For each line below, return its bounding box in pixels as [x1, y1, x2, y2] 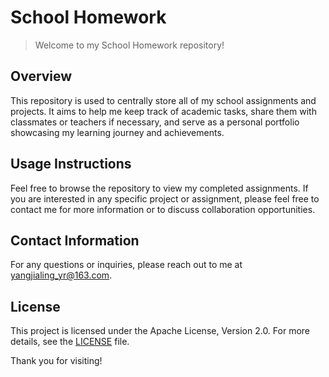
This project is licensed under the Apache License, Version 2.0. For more [10, 325, 311, 337]
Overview [10, 68, 73, 85]
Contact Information [10, 232, 140, 249]
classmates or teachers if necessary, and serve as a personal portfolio [10, 116, 300, 128]
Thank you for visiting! [10, 355, 103, 367]
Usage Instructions [10, 156, 132, 173]
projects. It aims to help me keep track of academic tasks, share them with [10, 105, 317, 117]
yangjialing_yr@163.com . [10, 269, 113, 281]
